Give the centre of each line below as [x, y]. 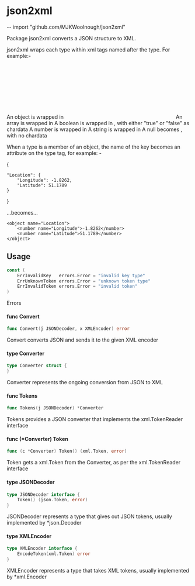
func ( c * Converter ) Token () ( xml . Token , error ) [67, 451]
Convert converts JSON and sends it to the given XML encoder [82, 340]
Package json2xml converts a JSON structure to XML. [72, 38]
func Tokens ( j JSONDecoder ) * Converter [55, 408]
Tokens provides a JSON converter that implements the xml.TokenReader [95, 419]
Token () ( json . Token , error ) [53, 500]
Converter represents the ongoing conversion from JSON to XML [85, 382]
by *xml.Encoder [27, 577]
